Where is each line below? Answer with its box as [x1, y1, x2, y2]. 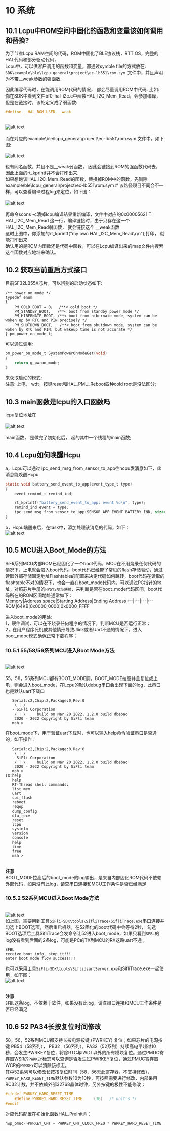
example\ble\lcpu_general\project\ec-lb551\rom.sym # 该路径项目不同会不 [5, 182, 159, 188]
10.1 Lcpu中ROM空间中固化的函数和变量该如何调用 [5, 26, 163, 35]
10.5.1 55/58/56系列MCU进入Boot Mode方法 [5, 647, 115, 654]
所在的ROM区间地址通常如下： [9, 592, 73, 598]
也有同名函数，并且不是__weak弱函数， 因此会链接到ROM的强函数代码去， [5, 163, 161, 169]
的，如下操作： [5, 736, 36, 742]
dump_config [12, 809, 37, 814]
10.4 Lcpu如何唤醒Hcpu [5, 450, 81, 460]
